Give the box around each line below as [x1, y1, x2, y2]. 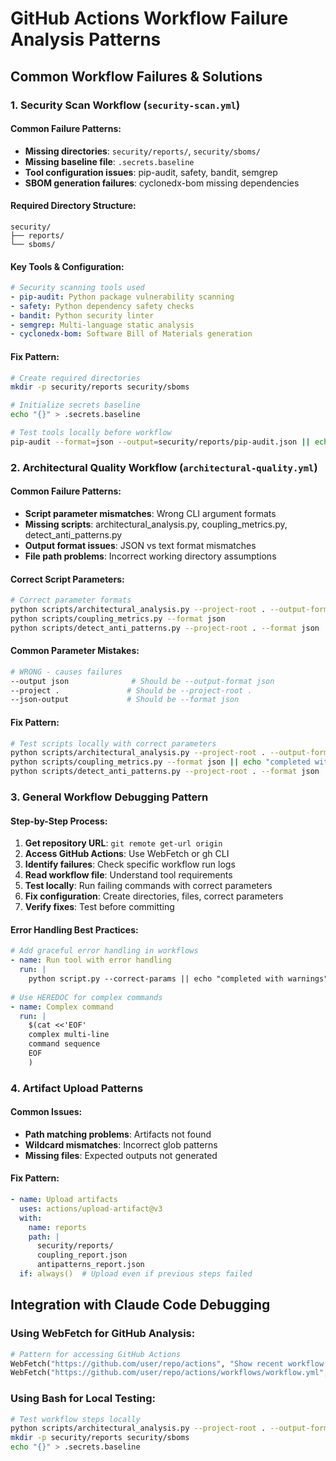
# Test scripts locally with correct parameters [10, 738, 217, 749]
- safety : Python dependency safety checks [10, 301, 195, 311]
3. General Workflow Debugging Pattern [10, 790, 209, 804]
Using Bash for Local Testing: [10, 1392, 157, 1406]
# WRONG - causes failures [10, 667, 123, 677]
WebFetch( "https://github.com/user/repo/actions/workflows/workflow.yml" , [10, 1368, 329, 1378]
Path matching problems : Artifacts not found [24, 1128, 212, 1140]
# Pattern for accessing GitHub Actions [10, 1349, 182, 1359]
